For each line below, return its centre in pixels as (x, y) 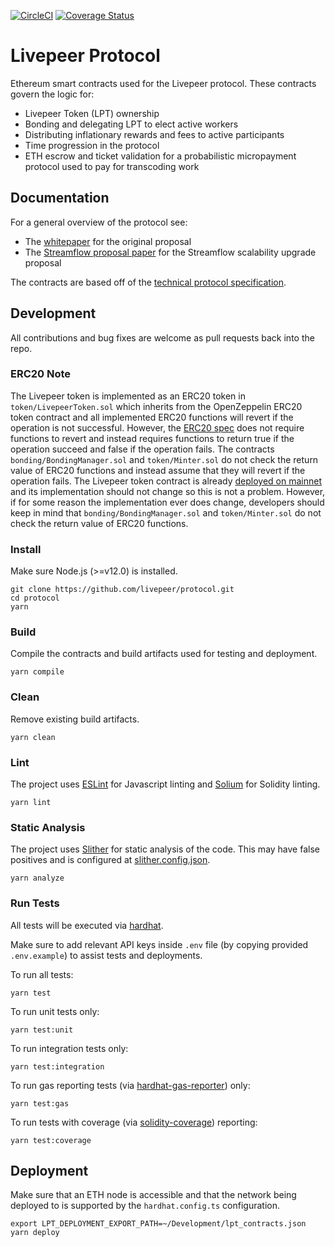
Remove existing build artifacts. (75, 719)
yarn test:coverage (51, 1140)
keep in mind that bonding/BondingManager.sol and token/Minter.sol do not (166, 512)
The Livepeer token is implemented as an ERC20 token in (128, 396)
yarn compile (37, 672)
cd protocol (35, 598)
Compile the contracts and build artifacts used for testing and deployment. (164, 654)
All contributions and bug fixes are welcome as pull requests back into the (162, 337)
